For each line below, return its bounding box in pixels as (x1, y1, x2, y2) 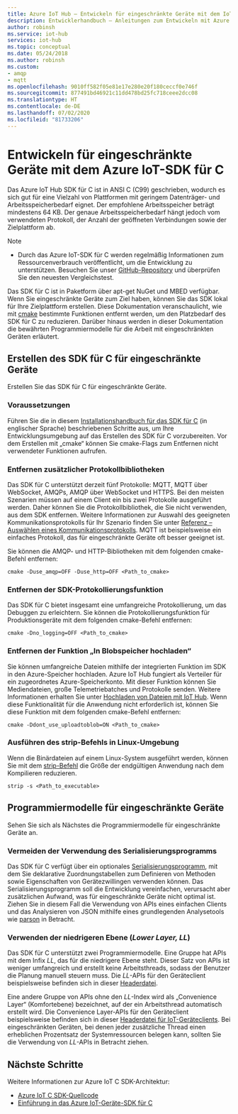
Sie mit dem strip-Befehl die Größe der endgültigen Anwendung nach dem (7, 761, 225, 770)
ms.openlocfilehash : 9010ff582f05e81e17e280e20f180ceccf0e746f (7, 83, 198, 90)
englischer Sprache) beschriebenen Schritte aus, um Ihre (7, 424, 174, 432)
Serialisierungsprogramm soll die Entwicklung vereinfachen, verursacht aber (7, 885, 231, 893)
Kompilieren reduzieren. (7, 768, 77, 777)
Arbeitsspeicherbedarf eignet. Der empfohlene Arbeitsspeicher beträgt (7, 200, 215, 209)
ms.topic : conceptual (7, 43, 72, 50)
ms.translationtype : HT (7, 97, 78, 104)
